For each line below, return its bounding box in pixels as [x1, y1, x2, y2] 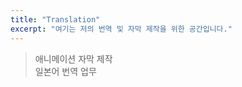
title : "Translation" [10, 14, 101, 25]
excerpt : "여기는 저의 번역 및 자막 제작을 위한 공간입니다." [10, 24, 233, 34]
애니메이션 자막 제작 [34, 52, 113, 65]
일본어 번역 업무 [34, 65, 97, 77]
